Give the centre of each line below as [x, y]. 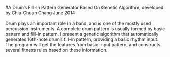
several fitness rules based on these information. [56, 50]
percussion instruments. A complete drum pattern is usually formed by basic [85, 29]
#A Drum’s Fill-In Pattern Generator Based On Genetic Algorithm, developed [84, 7]
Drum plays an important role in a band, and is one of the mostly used [78, 23]
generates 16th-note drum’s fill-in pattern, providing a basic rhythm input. [82, 39]
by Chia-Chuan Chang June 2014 [40, 13]
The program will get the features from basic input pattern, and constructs [83, 45]
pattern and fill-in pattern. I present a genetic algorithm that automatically [82, 34]
